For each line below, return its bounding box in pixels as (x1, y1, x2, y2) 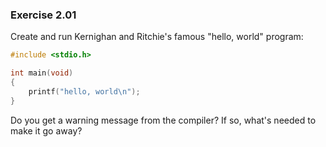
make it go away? (10, 124, 83, 137)
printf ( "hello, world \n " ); (28, 86, 141, 97)
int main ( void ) (10, 68, 74, 78)
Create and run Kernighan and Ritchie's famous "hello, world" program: (10, 31, 304, 43)
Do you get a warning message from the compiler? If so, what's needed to (10, 114, 317, 126)
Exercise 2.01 (10, 8, 77, 22)
